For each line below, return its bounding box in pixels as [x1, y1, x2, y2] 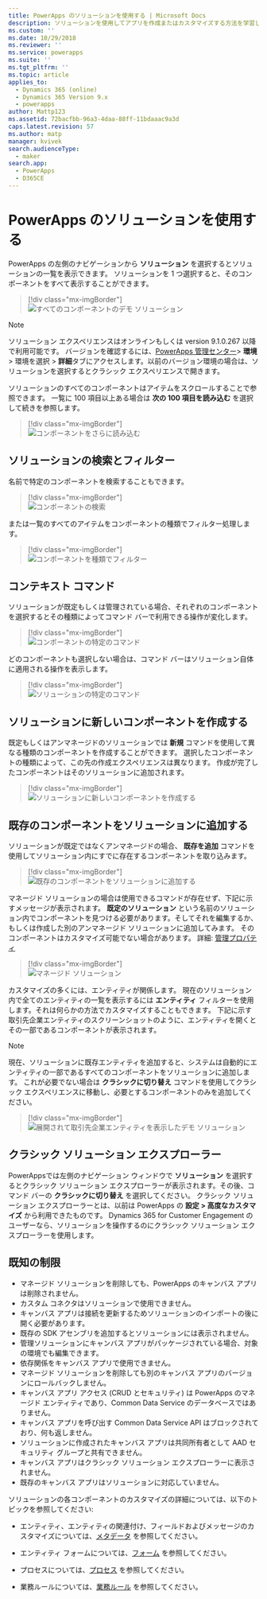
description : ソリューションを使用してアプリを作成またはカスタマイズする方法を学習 [8, 19, 256, 27]
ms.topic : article [8, 71, 69, 79]
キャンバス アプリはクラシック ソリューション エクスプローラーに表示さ [19, 1457, 256, 1467]
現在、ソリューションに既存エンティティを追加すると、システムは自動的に [8, 1057, 251, 1067]
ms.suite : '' [8, 56, 52, 64]
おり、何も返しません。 [19, 1427, 97, 1437]
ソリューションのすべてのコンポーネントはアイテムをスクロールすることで [8, 383, 250, 392]
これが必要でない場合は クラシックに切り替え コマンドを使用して [23, 1077, 236, 1087]
